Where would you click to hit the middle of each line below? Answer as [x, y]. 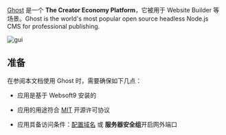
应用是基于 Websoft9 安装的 [57, 95]
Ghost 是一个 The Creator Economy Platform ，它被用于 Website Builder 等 [113, 10]
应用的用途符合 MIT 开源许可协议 [64, 110]
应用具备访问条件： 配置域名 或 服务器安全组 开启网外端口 [97, 124]
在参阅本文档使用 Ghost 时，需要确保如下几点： [75, 80]
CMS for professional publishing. [54, 26]
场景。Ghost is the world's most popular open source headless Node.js [108, 19]
